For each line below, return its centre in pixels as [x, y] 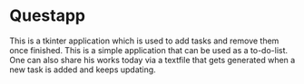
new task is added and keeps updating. [83, 70]
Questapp [48, 16]
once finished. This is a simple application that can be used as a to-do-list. [149, 50]
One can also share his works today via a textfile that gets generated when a [152, 60]
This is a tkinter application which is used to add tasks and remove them [144, 41]
